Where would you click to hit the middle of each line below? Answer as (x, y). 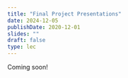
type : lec (22, 47)
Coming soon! (28, 67)
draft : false (27, 40)
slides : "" (23, 34)
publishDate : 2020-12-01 (44, 27)
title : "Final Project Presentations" (64, 14)
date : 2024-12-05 (33, 21)
